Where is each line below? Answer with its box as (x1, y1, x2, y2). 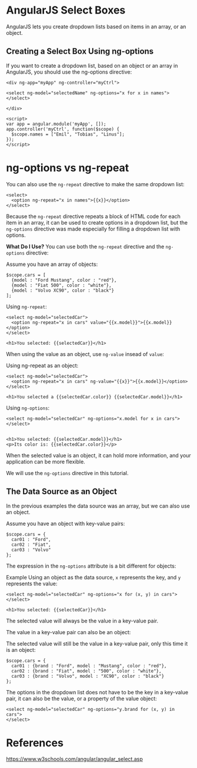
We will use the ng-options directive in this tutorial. (6, 469, 129, 476)
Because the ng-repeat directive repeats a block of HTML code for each (6, 213, 181, 220)
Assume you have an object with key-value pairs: (6, 520, 125, 527)
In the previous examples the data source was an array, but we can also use (6, 502, 190, 509)
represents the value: (6, 580, 58, 587)
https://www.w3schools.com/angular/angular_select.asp (6, 756, 143, 763)
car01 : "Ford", (11, 536, 51, 542)
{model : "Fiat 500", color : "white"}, (11, 282, 112, 288)
